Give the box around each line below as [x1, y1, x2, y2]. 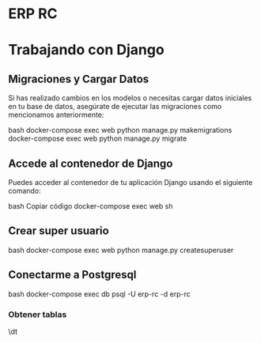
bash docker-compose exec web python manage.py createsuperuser [8, 245, 234, 254]
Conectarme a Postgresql [8, 268, 137, 281]
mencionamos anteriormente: [8, 110, 104, 119]
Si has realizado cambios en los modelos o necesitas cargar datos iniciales [8, 93, 252, 103]
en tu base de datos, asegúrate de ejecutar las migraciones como [8, 102, 222, 111]
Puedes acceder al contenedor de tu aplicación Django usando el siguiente [8, 178, 253, 187]
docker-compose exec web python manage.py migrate [8, 134, 187, 143]
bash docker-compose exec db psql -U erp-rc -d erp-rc [8, 289, 191, 299]
